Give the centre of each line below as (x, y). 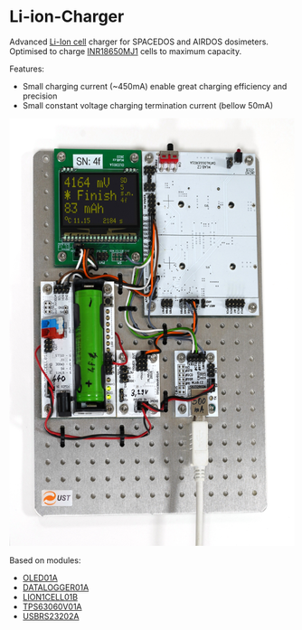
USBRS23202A (51, 616)
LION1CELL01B (50, 597)
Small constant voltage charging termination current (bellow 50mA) (148, 105)
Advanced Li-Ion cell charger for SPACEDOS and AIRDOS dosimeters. (139, 42)
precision (40, 96)
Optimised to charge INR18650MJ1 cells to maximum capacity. (126, 51)
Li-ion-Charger (67, 17)
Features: (27, 69)
